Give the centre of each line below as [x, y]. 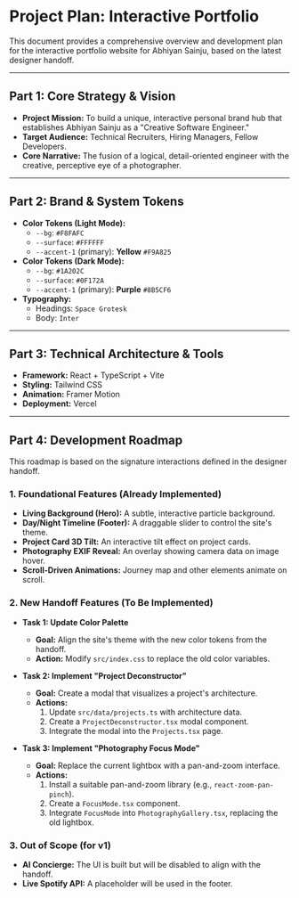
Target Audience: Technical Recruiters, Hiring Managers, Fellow [140, 136]
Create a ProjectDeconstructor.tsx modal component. [149, 721]
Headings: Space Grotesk [81, 308]
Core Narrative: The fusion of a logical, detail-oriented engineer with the [155, 155]
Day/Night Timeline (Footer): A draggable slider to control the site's [147, 523]
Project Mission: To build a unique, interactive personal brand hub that [152, 118]
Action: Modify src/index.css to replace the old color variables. [153, 658]
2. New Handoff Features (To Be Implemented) [111, 603]
